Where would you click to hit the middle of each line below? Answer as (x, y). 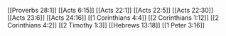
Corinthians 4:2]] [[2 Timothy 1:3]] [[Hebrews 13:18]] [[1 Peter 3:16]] (106, 25)
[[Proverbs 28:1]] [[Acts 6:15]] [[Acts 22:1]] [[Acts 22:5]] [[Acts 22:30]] (111, 10)
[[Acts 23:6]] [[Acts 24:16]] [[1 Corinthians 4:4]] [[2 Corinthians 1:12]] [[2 (113, 18)
